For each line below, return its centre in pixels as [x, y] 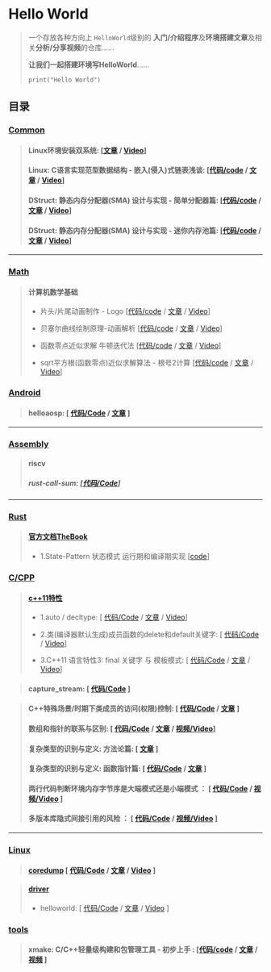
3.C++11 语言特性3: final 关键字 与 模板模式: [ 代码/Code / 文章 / [145, 660]
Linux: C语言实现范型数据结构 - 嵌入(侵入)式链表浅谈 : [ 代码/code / [138, 170]
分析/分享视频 [58, 47]
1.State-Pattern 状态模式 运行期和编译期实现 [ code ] [125, 557]
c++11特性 [45, 598]
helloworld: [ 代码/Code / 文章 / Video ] [104, 907]
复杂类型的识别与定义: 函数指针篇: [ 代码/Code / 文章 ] [117, 769]
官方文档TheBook [58, 536]
